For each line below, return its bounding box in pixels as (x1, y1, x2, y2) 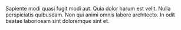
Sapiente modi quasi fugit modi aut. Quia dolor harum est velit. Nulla (5, 5, 171, 12)
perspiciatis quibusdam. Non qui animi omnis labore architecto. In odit (5, 11, 175, 18)
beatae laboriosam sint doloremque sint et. (5, 18, 110, 24)
